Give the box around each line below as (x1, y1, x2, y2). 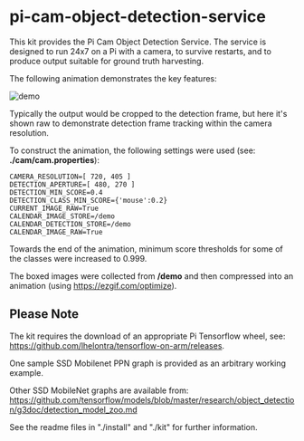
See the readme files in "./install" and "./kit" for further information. (9, 421, 258, 432)
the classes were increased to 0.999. (9, 253, 147, 264)
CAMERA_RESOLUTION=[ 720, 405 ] (9, 172, 131, 181)
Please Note (9, 306, 80, 322)
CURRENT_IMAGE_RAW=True (9, 204, 100, 213)
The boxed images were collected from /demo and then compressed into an (9, 270, 294, 282)
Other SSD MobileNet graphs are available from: (9, 385, 189, 396)
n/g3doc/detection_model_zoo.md (9, 404, 138, 415)
